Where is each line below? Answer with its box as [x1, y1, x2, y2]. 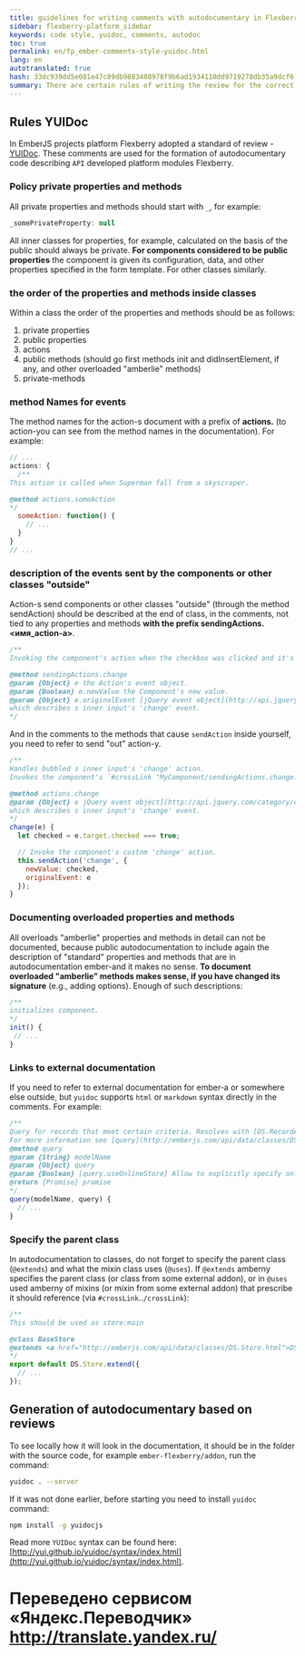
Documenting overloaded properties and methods [9, 911, 235, 924]
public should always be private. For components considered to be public [9, 244, 289, 255]
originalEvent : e [25, 873, 92, 882]
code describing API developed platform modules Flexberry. [9, 158, 234, 169]
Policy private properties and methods [9, 181, 182, 193]
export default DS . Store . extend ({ [9, 1360, 141, 1369]
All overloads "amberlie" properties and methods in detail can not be [9, 932, 266, 943]
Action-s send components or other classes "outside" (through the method [9, 599, 290, 610]
